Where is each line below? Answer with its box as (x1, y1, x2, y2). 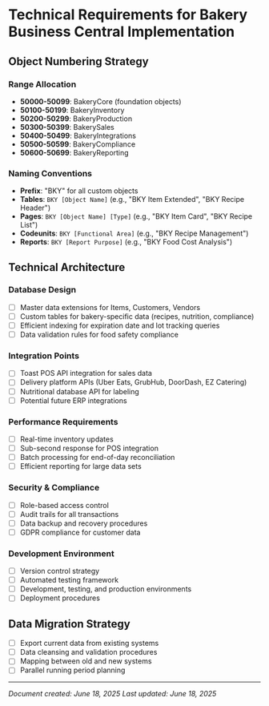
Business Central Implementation (8, 22, 235, 41)
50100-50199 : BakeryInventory (19, 105, 125, 115)
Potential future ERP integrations (19, 395, 127, 405)
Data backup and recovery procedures (19, 518, 148, 528)
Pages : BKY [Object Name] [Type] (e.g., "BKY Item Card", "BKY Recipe (19, 212, 253, 221)
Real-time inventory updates (19, 434, 114, 444)
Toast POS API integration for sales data (19, 369, 152, 378)
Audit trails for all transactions (19, 509, 119, 518)
